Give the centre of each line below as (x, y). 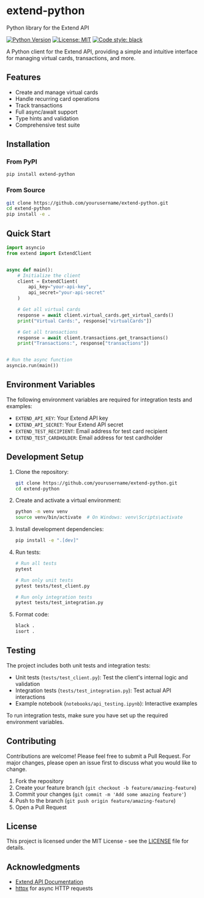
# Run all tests (36, 564)
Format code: (32, 615)
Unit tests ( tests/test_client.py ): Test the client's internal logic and (101, 677)
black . (25, 626)
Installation (28, 144)
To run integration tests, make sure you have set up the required (87, 715)
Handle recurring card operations (57, 98)
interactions (30, 697)
